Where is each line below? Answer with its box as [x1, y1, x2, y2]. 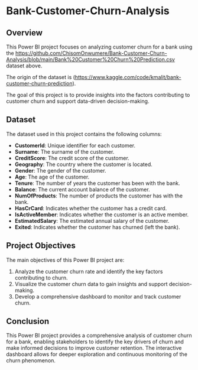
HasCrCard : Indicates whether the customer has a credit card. [14, 205, 167, 212]
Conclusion [6, 316, 50, 326]
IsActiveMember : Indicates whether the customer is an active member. [14, 211, 189, 218]
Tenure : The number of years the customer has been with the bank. [14, 179, 180, 187]
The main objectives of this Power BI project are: [6, 256, 125, 264]
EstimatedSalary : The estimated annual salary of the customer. [14, 217, 170, 224]
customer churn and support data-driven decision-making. [6, 98, 150, 105]
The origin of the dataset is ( [6, 74, 76, 80]
